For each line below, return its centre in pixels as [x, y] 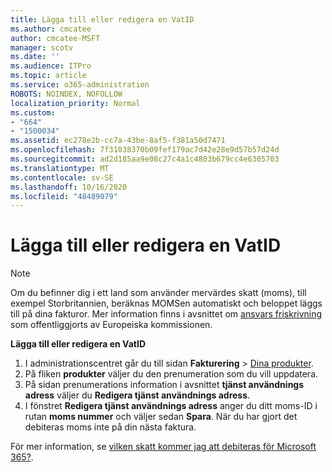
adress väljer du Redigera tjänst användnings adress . [137, 395]
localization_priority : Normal [75, 103]
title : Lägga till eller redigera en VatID [102, 19]
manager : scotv [42, 47]
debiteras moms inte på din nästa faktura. [110, 427]
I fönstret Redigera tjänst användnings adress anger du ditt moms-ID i [171, 406]
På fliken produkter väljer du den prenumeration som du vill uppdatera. [171, 374]
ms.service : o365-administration [80, 85]
